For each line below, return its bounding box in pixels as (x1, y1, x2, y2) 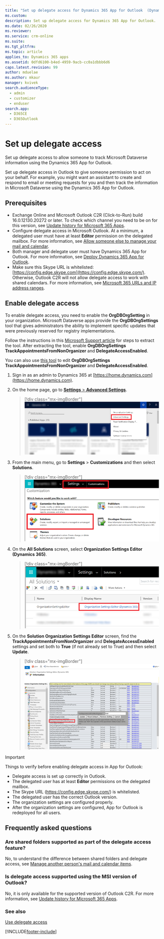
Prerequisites (5, 199, 47, 207)
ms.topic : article (5, 49, 42, 54)
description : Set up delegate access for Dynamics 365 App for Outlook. (5, 18, 156, 23)
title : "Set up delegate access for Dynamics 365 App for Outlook (5, 8, 143, 13)
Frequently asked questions (5, 824, 92, 832)
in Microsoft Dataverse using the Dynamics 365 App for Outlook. (5, 184, 135, 191)
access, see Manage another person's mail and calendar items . (5, 861, 133, 867)
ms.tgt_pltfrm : (5, 44, 36, 49)
